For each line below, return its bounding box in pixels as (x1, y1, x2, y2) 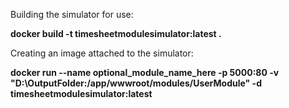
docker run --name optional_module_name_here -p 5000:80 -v (10, 67, 280, 78)
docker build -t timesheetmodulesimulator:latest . (10, 28, 222, 39)
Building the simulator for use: (10, 9, 134, 20)
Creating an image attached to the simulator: (10, 47, 194, 59)
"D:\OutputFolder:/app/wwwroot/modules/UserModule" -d (10, 77, 262, 89)
